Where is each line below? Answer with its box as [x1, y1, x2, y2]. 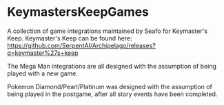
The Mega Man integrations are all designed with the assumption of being [7, 62, 217, 70]
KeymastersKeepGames [7, 4, 150, 20]
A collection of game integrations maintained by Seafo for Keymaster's [7, 27, 208, 35]
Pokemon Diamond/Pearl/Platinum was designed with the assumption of [7, 82, 212, 91]
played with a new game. [7, 69, 78, 78]
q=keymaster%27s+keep [7, 49, 79, 57]
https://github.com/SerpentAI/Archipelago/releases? [7, 41, 156, 49]
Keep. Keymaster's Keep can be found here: [7, 34, 132, 42]
